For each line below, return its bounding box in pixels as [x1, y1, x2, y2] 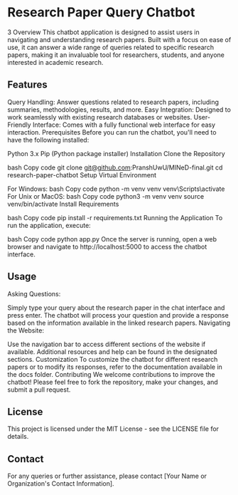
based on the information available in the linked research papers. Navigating [7, 318, 231, 327]
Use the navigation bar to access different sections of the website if [7, 340, 206, 348]
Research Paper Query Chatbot [7, 4, 195, 21]
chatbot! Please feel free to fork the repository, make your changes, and [7, 377, 218, 386]
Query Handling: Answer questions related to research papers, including [7, 98, 219, 106]
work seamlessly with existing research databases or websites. [7, 113, 193, 121]
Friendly [7, 120, 31, 129]
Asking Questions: [7, 289, 61, 298]
